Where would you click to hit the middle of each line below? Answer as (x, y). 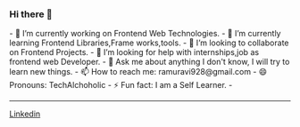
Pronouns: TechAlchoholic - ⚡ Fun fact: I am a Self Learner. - (121, 85)
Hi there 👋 (31, 14)
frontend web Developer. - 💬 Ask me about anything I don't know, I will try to (150, 62)
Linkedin (25, 114)
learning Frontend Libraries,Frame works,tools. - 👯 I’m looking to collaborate (149, 43)
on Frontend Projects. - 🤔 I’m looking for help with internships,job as (134, 52)
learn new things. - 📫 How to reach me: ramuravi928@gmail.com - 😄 (138, 72)
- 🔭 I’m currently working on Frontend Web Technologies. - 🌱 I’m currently (145, 34)
